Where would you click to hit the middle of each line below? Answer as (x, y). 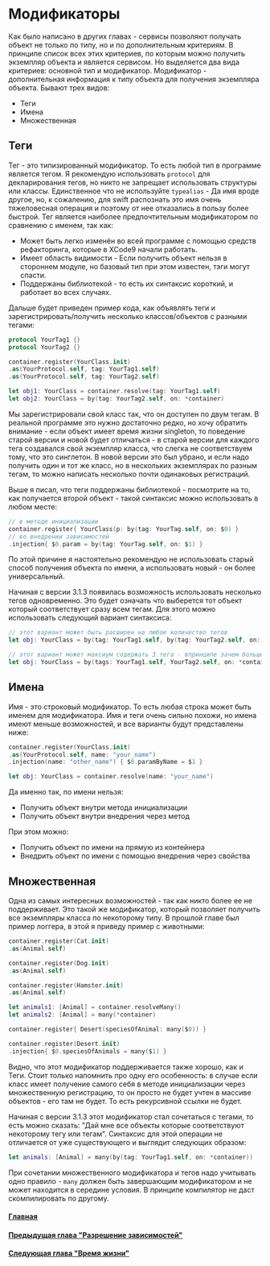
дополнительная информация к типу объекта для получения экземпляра (134, 79)
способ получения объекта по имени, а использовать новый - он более (132, 568)
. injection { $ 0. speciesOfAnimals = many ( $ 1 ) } (88, 1051)
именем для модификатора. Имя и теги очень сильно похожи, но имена (133, 715)
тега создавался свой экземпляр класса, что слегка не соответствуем (131, 448)
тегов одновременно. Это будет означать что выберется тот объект (125, 600)
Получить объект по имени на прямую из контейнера (112, 848)
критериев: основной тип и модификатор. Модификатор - (108, 70)
